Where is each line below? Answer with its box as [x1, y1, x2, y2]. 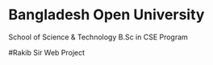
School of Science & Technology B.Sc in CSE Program [8, 32, 188, 42]
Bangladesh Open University [8, 6, 205, 24]
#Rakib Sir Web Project [8, 47, 86, 57]
